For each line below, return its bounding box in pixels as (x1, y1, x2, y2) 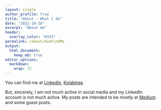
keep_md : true (14, 52, 43, 58)
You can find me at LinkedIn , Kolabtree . (5, 80, 85, 86)
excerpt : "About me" (5, 25, 47, 30)
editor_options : (5, 57, 38, 62)
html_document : (9, 48, 41, 53)
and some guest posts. (5, 100, 51, 105)
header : (5, 30, 21, 35)
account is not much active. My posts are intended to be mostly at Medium (5, 94, 156, 100)
